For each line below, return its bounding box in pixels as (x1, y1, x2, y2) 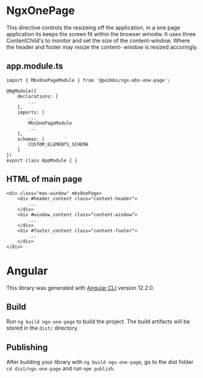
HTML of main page (6, 174, 82, 184)
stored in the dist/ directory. (6, 324, 79, 332)
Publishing (6, 342, 48, 352)
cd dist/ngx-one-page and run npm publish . (6, 365, 115, 373)
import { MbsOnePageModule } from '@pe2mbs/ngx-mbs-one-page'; (6, 77, 171, 83)
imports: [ (17, 109, 45, 115)
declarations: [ (17, 93, 59, 100)
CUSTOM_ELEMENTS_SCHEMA (28, 141, 88, 147)
